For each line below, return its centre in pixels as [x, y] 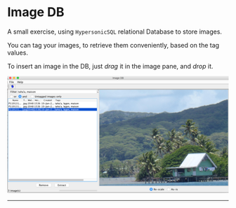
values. [18, 53]
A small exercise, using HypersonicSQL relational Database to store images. [115, 32]
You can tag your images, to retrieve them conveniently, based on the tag [113, 45]
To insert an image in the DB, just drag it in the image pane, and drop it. [110, 66]
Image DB [36, 12]
